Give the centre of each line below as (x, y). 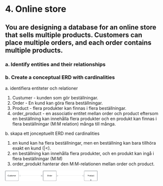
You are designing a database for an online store (81, 27)
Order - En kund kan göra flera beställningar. (58, 103)
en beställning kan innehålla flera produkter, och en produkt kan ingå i (83, 153)
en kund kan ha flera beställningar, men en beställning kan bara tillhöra (84, 143)
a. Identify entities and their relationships (55, 64)
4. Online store (36, 9)
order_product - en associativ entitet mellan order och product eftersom (85, 113)
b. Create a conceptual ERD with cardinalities (60, 77)
